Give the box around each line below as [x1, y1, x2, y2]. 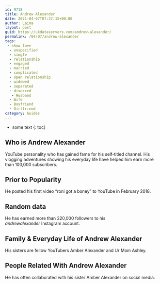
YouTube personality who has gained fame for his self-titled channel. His [5, 151, 150, 157]
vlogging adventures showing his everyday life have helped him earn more [5, 156, 154, 162]
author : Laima [5, 20, 34, 26]
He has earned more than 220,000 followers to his [5, 216, 106, 221]
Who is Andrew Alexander [5, 138, 86, 147]
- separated [9, 84, 34, 89]
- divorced [9, 88, 32, 93]
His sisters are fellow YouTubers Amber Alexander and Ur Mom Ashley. [5, 248, 147, 253]
